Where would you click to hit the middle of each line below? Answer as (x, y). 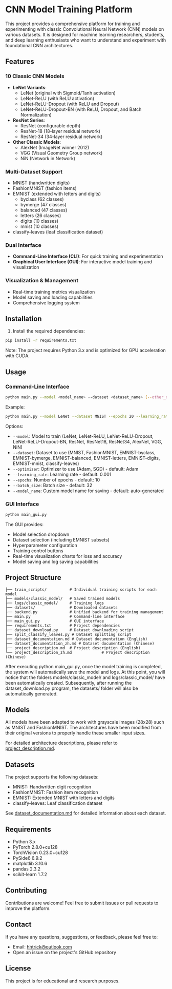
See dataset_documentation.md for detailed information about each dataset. (86, 813)
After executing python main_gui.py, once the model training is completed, (84, 666)
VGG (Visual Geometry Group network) (61, 153)
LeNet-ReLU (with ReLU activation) (57, 98)
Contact (18, 925)
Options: (14, 426)
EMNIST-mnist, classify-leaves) (46, 463)
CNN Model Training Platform (69, 9)
